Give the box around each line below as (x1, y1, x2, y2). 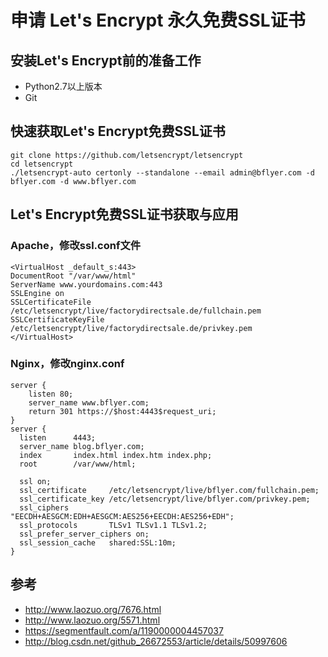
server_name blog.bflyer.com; (19, 441, 145, 451)
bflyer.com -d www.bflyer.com (10, 176, 137, 186)
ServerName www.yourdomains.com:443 (10, 279, 163, 290)
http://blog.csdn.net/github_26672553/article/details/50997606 (24, 635, 288, 647)
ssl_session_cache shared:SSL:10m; (19, 537, 177, 548)
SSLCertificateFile (10, 297, 92, 307)
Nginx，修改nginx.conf (10, 357, 125, 371)
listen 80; (28, 389, 74, 399)
